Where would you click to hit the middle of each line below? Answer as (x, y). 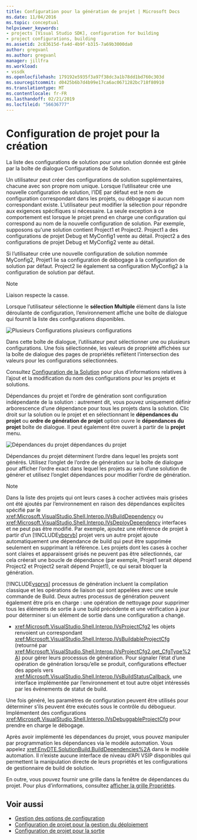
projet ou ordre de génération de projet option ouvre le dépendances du (95, 421)
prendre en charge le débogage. (45, 725)
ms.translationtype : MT (35, 88)
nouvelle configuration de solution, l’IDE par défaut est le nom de (85, 192)
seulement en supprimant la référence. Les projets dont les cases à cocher (97, 548)
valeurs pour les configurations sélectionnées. (62, 361)
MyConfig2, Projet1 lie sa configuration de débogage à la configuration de (96, 260)
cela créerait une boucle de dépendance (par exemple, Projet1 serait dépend (99, 560)
